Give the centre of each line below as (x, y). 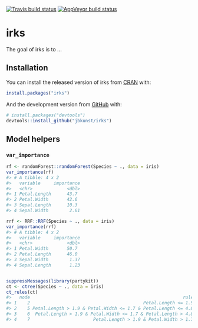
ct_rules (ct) (22, 292)
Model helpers (33, 139)
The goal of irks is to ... (34, 49)
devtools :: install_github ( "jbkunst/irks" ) (59, 121)
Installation (27, 68)
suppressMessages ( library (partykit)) (52, 281)
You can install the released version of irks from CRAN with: (79, 82)
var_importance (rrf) (32, 227)
